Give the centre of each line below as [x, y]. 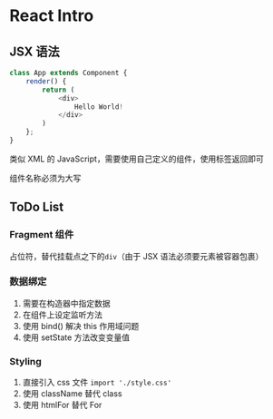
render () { [46, 81]
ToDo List [37, 207]
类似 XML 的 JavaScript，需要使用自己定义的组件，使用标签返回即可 [137, 159]
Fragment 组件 [42, 235]
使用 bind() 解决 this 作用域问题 [81, 326]
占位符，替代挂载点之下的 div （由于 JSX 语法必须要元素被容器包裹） [136, 256]
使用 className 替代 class [72, 394]
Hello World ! [99, 107]
